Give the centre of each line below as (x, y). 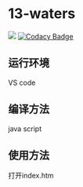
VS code (22, 82)
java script (25, 128)
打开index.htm (31, 176)
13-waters (42, 14)
